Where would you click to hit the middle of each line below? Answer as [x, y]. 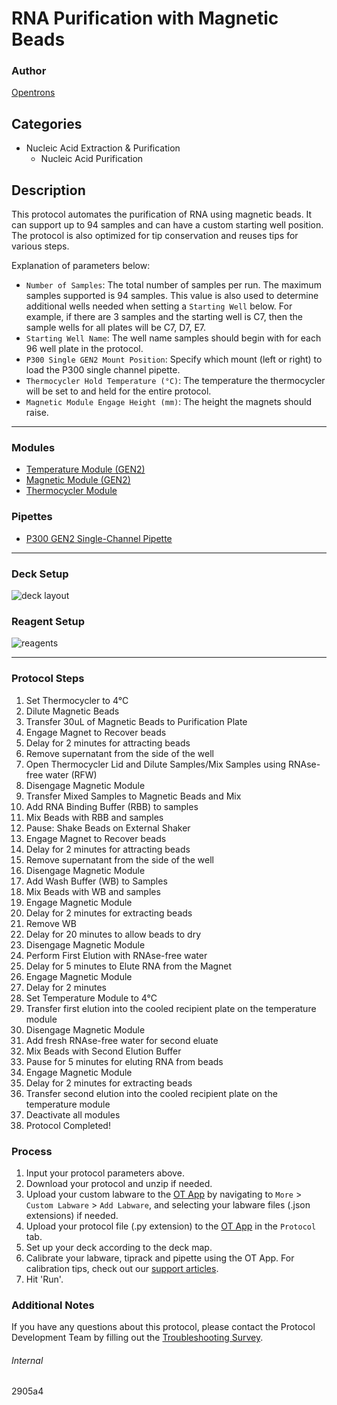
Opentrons [33, 93]
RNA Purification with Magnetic [145, 18]
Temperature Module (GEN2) [85, 469]
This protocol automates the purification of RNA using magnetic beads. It [162, 214]
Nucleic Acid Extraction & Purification [103, 148]
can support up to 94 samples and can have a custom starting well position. [167, 225]
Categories [47, 123]
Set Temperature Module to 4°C [91, 998]
